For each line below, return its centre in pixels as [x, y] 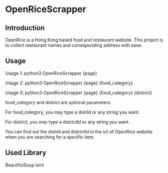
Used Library [26, 153]
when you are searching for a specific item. [50, 137]
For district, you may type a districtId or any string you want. [67, 122]
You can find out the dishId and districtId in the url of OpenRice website [79, 131]
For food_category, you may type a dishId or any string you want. [72, 112]
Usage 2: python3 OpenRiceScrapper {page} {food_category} [69, 83]
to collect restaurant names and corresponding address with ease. [74, 45]
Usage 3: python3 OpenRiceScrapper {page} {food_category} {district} [78, 93]
